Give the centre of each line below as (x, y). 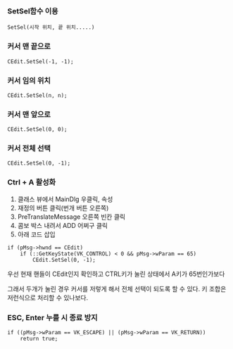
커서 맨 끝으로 (29, 46)
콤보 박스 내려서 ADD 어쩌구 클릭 (62, 225)
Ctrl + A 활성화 (32, 182)
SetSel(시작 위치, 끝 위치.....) (51, 27)
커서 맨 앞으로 (29, 114)
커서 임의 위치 (29, 80)
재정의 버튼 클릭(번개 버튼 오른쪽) (63, 208)
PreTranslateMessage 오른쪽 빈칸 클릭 (71, 217)
